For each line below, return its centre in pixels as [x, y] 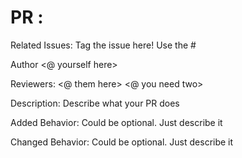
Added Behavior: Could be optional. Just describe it [116, 122]
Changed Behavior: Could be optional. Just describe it [122, 142]
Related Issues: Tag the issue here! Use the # [103, 45]
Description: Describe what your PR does [95, 103]
